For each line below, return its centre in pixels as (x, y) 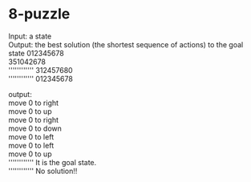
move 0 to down (35, 128)
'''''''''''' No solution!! (43, 171)
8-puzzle (39, 14)
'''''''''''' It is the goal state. (53, 162)
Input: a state (30, 36)
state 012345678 (36, 53)
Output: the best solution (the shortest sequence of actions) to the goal (126, 44)
